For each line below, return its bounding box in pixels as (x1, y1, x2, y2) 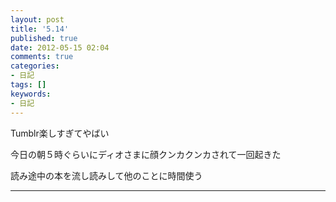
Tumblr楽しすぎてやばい (10, 127, 110, 139)
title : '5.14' (10, 24, 70, 34)
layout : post (10, 14, 65, 25)
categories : (10, 61, 60, 71)
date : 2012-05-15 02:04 (10, 42, 110, 53)
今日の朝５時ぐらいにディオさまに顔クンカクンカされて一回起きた (10, 148, 282, 160)
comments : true (10, 52, 74, 62)
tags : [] (10, 80, 47, 90)
